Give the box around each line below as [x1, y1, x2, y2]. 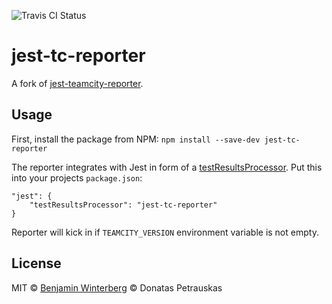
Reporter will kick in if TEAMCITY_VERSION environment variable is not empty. [11, 226, 319, 238]
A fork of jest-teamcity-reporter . [11, 77, 144, 89]
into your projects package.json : [11, 171, 143, 184]
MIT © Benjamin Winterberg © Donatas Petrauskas [11, 281, 223, 294]
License [11, 255, 62, 272]
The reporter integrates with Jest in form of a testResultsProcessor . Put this [11, 161, 323, 173]
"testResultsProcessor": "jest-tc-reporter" [29, 200, 218, 210]
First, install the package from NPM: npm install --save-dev [11, 133, 261, 145]
